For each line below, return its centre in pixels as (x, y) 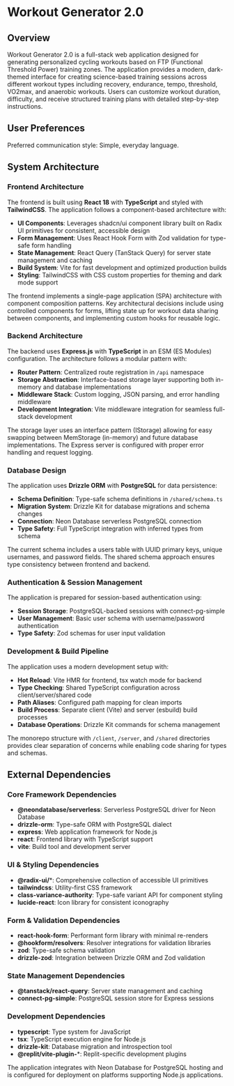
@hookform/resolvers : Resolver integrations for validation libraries (114, 942)
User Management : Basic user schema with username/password (111, 618)
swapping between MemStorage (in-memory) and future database (103, 437)
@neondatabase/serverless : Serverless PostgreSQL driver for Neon (116, 810)
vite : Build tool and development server (74, 847)
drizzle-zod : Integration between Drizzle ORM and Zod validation (111, 957)
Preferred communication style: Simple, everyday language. (93, 145)
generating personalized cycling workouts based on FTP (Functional (105, 62)
